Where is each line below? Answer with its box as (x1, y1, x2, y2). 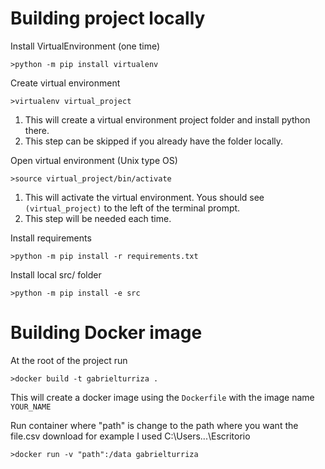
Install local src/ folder (10, 268, 102, 281)
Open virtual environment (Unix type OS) (10, 154, 178, 166)
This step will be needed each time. (24, 212, 172, 224)
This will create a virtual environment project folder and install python (24, 113, 311, 126)
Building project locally (10, 7, 206, 30)
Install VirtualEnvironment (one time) (10, 40, 161, 52)
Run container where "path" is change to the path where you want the (10, 419, 299, 431)
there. (24, 124, 50, 136)
